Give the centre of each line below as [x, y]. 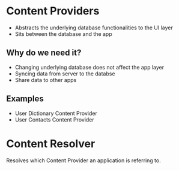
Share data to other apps [46, 80]
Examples [25, 99]
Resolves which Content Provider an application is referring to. [83, 160]
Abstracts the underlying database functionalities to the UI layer [94, 28]
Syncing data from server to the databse [65, 74]
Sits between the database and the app [63, 34]
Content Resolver [51, 143]
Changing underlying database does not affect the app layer [89, 67]
